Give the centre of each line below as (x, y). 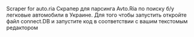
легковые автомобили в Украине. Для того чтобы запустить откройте (96, 15)
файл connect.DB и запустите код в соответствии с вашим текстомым (97, 21)
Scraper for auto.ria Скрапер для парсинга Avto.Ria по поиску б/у (90, 9)
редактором (22, 27)
